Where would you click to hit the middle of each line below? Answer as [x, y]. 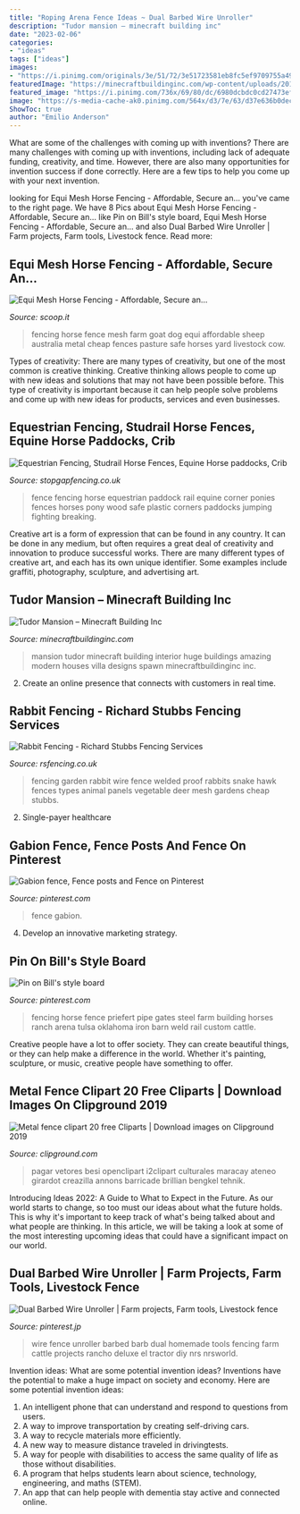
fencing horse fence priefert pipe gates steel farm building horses [152, 1017]
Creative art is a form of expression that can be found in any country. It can [147, 534]
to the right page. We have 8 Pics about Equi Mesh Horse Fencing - [133, 207]
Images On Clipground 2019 [88, 1105]
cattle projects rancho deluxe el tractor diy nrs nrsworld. [134, 1353]
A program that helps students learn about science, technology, [139, 1473]
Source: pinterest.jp [46, 1326]
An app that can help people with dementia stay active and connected [151, 1492]
